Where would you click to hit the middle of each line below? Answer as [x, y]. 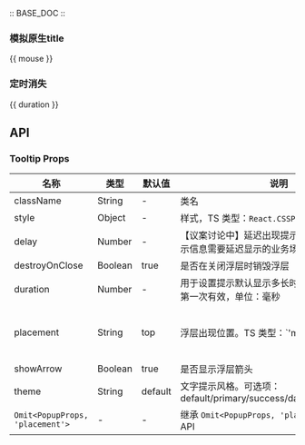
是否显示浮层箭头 [217, 370]
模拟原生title [37, 38]
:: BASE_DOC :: [38, 13]
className [38, 201]
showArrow [38, 369]
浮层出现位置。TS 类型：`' [236, 333]
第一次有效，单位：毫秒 [231, 297]
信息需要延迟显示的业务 [240, 249]
